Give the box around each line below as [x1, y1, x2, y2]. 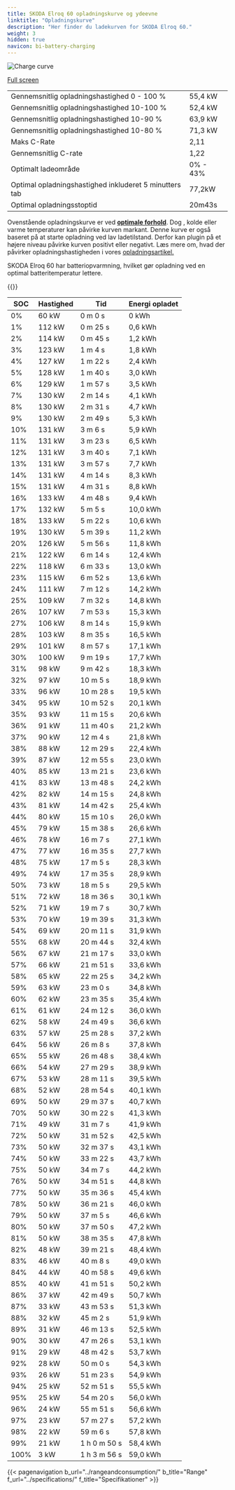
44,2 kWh [128, 1165, 162, 1175]
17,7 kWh [128, 652, 162, 662]
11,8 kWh [128, 539, 162, 548]
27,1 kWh [128, 835, 162, 845]
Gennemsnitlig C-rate [10, 149, 83, 158]
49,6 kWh [128, 1268, 162, 1277]
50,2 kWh [128, 1279, 162, 1288]
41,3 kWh [128, 1108, 162, 1118]
